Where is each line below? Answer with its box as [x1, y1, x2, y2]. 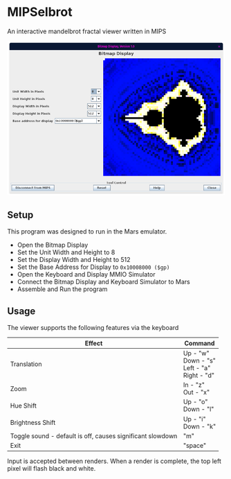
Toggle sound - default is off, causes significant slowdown [10, 431, 178, 440]
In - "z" [183, 381, 205, 389]
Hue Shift [10, 401, 37, 410]
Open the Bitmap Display [17, 241, 89, 250]
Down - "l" [183, 405, 214, 413]
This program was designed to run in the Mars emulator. [7, 227, 167, 236]
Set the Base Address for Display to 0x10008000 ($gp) [17, 263, 170, 271]
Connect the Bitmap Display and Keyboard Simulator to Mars [17, 278, 190, 286]
